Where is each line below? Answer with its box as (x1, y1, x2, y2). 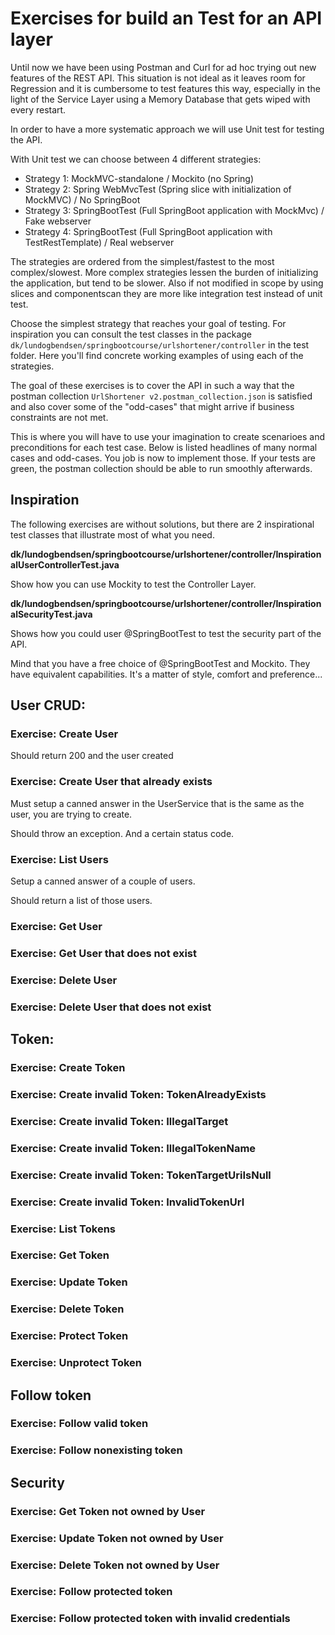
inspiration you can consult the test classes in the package (10, 328, 252, 340)
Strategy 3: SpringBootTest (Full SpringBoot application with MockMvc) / (24, 204, 325, 216)
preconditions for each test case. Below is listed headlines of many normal (10, 441, 318, 453)
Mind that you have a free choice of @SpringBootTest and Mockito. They (10, 657, 311, 669)
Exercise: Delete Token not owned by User (10, 1558, 220, 1572)
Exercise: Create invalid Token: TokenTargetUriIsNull (10, 1168, 272, 1182)
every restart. (10, 103, 67, 116)
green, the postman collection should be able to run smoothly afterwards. (10, 462, 313, 474)
